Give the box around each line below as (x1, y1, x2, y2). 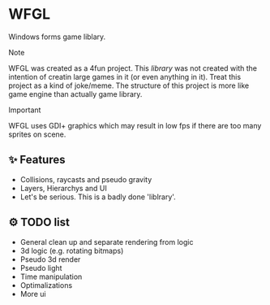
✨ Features (8, 153, 66, 167)
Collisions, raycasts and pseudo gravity (19, 174, 152, 184)
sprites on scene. (8, 129, 66, 139)
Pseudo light (19, 263, 62, 272)
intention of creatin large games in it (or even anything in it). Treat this (8, 72, 242, 81)
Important (8, 105, 41, 115)
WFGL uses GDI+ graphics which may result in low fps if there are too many (8, 120, 262, 130)
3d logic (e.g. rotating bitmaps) (19, 246, 124, 255)
